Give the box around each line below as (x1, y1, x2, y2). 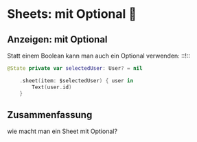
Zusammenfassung (7, 109, 93, 121)
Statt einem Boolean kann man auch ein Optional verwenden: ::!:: (7, 51, 190, 60)
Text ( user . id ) (32, 84, 72, 91)
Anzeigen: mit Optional (7, 34, 108, 45)
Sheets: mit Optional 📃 (7, 6, 137, 22)
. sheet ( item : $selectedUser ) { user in (19, 77, 134, 84)
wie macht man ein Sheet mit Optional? (7, 127, 118, 136)
